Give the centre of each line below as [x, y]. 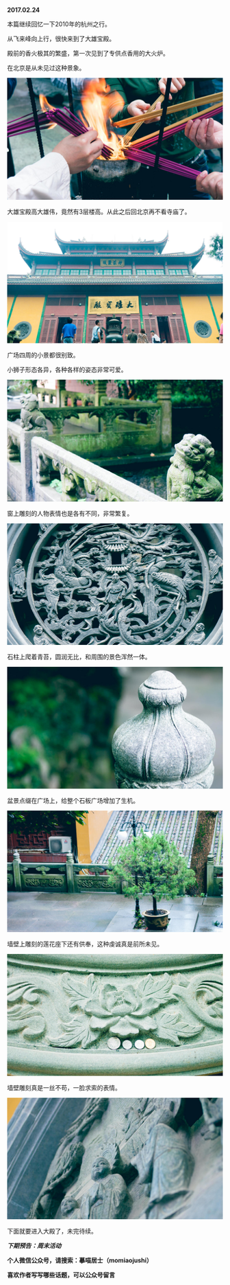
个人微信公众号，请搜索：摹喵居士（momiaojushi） [80, 1260]
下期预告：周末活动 [34, 1246]
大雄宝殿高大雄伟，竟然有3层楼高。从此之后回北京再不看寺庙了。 [99, 212]
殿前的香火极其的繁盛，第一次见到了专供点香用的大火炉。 [88, 53]
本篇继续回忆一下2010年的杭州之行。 [59, 24]
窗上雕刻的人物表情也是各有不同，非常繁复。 [70, 513]
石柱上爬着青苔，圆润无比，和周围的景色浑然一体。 [79, 657]
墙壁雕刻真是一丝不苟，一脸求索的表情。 [64, 1087]
